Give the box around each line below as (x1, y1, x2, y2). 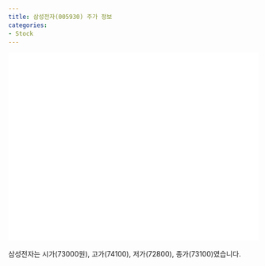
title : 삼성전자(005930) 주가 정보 (8, 13, 113, 21)
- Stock (8, 29, 34, 37)
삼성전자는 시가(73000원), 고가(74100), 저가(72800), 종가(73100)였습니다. (8, 249, 242, 259)
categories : (8, 21, 48, 29)
